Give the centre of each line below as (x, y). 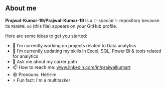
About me (21, 8)
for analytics (25, 56)
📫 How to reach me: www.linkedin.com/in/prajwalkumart (71, 67)
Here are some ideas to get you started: (46, 36)
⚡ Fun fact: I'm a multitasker (41, 80)
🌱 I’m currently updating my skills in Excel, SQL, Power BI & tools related (87, 51)
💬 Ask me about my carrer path (45, 61)
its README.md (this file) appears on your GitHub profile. (61, 26)
